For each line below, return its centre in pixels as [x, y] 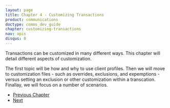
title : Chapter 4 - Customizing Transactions [55, 15]
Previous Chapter [31, 95]
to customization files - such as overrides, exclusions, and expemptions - [83, 74]
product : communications [32, 19]
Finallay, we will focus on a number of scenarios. [57, 84]
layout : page [19, 10]
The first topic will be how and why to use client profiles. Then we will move [85, 68]
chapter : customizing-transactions [43, 29]
